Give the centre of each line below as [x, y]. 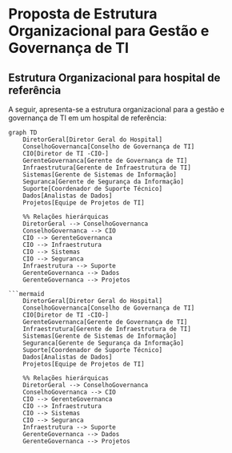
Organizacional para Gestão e [109, 31]
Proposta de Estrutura [83, 14]
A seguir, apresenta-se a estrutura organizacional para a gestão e [117, 109]
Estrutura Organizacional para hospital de [114, 77]
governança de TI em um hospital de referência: [87, 118]
